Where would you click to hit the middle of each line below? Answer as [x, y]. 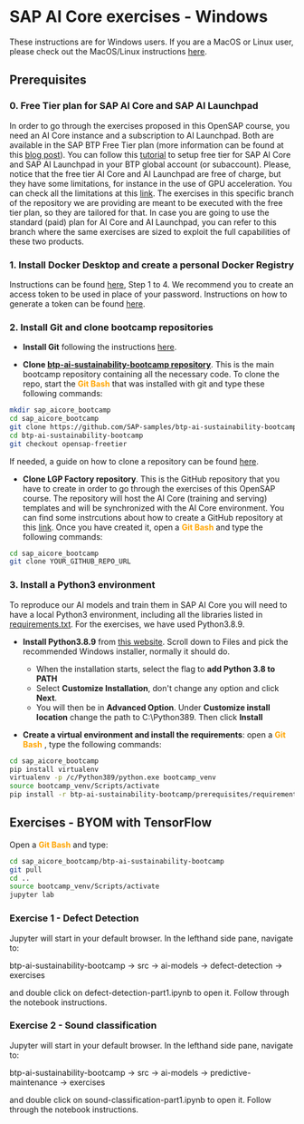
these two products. [47, 241]
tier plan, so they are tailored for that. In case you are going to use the [139, 212]
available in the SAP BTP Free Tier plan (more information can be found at [147, 145]
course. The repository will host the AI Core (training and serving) [145, 498]
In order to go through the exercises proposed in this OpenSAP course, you [150, 125]
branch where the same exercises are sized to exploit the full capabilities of [150, 231]
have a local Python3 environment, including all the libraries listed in [136, 614]
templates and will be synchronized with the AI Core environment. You [153, 508]
